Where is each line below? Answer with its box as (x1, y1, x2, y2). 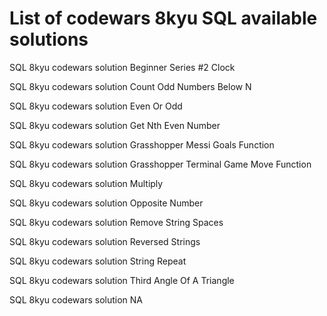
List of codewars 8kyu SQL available (9, 7, 318, 30)
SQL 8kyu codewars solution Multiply (9, 177, 164, 189)
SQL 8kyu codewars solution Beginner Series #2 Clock (9, 61, 236, 73)
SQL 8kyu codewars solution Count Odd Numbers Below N (9, 80, 252, 92)
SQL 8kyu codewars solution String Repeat (9, 255, 187, 267)
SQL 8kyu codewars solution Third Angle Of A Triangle (9, 274, 235, 286)
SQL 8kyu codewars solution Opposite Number (9, 197, 204, 209)
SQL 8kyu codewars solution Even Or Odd (9, 100, 183, 112)
